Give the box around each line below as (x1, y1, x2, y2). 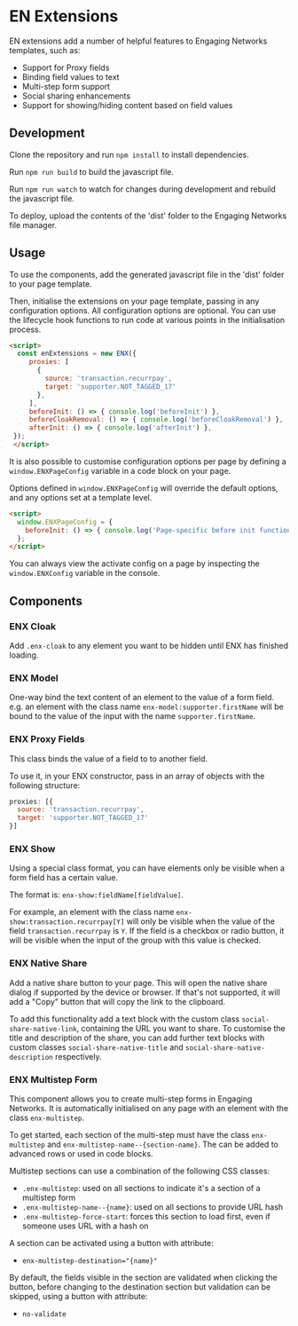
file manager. (9, 219, 58, 230)
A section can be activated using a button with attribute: (9, 1237, 215, 1248)
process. (9, 324, 42, 335)
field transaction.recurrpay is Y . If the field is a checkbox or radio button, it (9, 926, 285, 936)
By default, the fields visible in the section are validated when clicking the (9, 1272, 278, 1283)
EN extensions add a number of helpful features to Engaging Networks (9, 36, 268, 46)
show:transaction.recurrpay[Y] (9, 918, 125, 927)
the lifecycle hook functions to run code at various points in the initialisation (9, 314, 286, 325)
